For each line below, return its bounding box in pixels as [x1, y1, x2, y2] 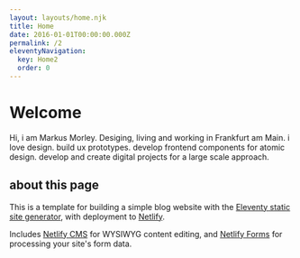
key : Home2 [17, 55, 59, 64]
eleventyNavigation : [9, 47, 87, 56]
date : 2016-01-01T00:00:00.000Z [9, 30, 131, 39]
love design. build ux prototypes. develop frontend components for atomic [9, 142, 286, 152]
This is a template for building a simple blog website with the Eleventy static [9, 201, 291, 212]
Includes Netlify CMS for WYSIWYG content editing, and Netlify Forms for [9, 228, 283, 239]
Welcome [9, 103, 82, 123]
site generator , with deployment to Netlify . [9, 211, 165, 222]
